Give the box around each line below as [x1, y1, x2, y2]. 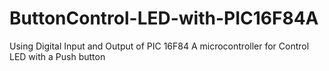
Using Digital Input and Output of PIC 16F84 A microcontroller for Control [9, 40, 310, 52]
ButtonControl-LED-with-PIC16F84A [9, 7, 319, 30]
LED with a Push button [9, 50, 106, 62]
